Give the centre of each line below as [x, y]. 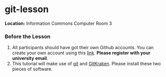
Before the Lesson [28, 36]
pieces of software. [32, 69]
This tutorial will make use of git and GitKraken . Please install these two [87, 64]
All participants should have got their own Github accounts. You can [83, 48]
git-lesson [27, 9]
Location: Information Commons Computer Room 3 [58, 23]
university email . [30, 58]
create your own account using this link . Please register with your [81, 53]
